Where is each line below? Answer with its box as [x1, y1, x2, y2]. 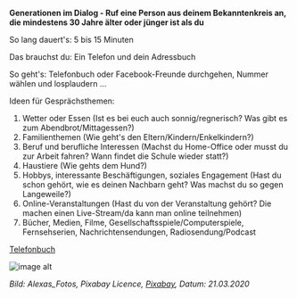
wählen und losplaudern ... [9, 79, 107, 88]
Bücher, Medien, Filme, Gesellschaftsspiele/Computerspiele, [21, 218, 244, 228]
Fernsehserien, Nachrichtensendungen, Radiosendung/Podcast [21, 227, 257, 237]
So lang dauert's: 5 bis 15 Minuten [9, 35, 134, 45]
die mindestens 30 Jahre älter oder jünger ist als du [9, 17, 204, 28]
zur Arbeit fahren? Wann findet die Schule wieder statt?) [21, 151, 229, 161]
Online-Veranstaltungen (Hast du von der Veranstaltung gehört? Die [21, 198, 272, 209]
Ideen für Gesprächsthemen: [9, 95, 115, 106]
